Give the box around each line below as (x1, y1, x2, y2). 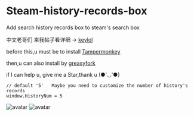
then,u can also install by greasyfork (6, 59, 96, 67)
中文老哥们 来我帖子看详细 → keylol (6, 36, 93, 43)
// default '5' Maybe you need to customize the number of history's (6, 82, 188, 89)
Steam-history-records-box (6, 4, 147, 18)
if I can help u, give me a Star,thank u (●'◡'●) (6, 71, 121, 78)
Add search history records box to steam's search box (6, 24, 140, 31)
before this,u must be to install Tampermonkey (6, 48, 121, 55)
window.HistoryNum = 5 (6, 93, 63, 99)
